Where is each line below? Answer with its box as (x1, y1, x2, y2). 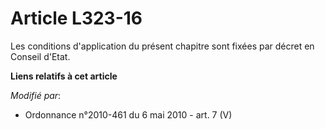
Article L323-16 (10, 7, 143, 30)
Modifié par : (10, 89, 62, 101)
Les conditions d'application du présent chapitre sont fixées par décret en (10, 40, 315, 52)
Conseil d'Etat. (10, 50, 71, 62)
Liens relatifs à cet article (10, 70, 118, 82)
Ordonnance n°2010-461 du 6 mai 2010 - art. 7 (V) (24, 108, 233, 121)
